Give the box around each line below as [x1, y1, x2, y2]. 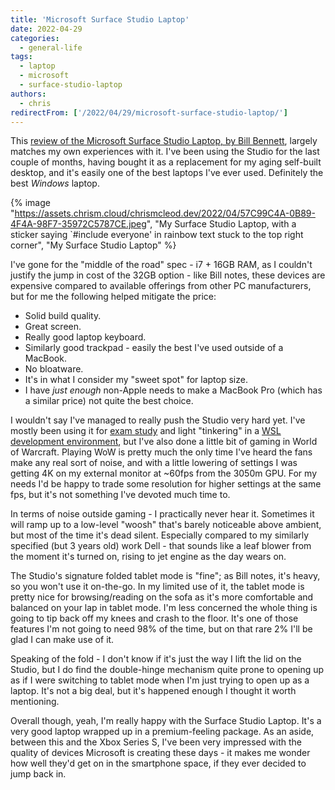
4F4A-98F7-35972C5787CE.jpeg [10, 218, 147, 230]
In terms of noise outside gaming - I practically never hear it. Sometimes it [10, 508, 315, 520]
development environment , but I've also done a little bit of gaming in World [10, 436, 318, 448]
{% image [10, 197, 51, 209]
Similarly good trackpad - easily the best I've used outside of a [24, 342, 284, 354]
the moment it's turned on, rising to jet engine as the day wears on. [10, 551, 287, 563]
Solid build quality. [24, 310, 102, 322]
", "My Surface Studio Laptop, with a [146, 218, 297, 230]
